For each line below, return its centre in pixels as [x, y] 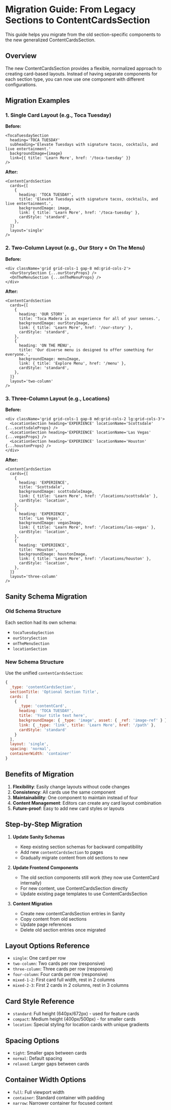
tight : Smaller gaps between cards [50, 1053]
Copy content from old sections [53, 919]
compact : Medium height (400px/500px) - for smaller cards [74, 1019]
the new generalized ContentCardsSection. [50, 40]
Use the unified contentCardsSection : [44, 673]
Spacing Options [32, 1041]
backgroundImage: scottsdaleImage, [56, 492]
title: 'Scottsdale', [42, 487]
